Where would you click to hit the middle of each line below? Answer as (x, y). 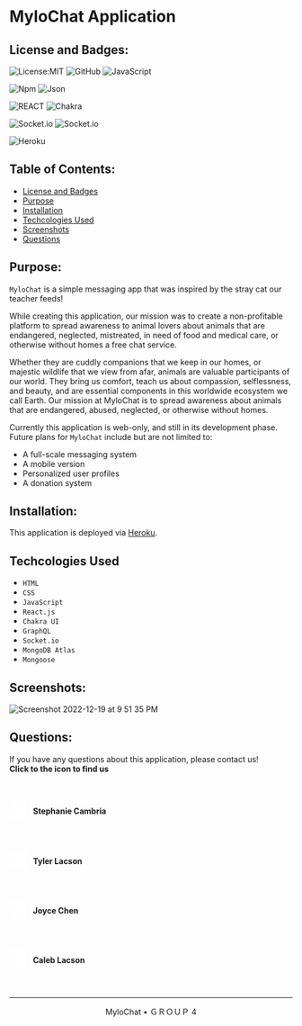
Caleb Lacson (59, 960)
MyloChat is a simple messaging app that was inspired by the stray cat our (146, 289)
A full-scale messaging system (80, 454)
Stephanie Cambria (70, 811)
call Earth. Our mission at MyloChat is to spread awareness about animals (146, 400)
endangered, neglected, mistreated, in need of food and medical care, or (144, 335)
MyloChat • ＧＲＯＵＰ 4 (151, 1012)
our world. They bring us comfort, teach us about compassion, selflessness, (151, 381)
